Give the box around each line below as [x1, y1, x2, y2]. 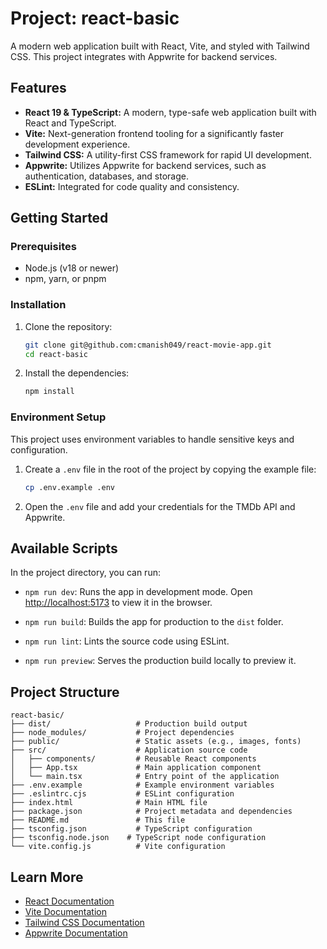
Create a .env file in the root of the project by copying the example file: [24, 463, 317, 475]
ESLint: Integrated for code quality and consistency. [24, 180, 240, 192]
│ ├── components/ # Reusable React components [10, 754, 257, 764]
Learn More [10, 868, 84, 886]
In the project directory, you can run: [10, 567, 161, 579]
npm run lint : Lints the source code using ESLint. [24, 635, 230, 647]
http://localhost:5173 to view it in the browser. [24, 597, 213, 609]
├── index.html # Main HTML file [10, 798, 208, 808]
